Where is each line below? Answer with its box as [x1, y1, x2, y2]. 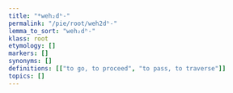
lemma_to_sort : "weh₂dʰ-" [8, 27, 95, 35]
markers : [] [8, 49, 49, 57]
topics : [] [8, 72, 45, 80]
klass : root [8, 34, 49, 43]
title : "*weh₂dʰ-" [8, 11, 70, 20]
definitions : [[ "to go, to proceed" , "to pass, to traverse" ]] [8, 65, 227, 73]
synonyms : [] [8, 57, 53, 66]
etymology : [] [8, 42, 57, 50]
